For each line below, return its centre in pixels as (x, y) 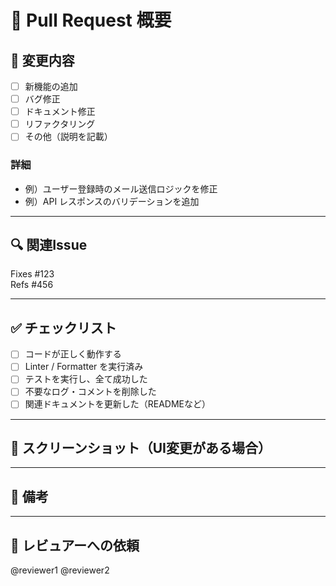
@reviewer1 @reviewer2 (60, 570)
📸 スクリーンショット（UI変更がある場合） (141, 447)
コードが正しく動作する (73, 354)
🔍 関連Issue (49, 245)
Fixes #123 (32, 274)
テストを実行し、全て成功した (86, 379)
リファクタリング (60, 124)
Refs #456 (32, 285)
